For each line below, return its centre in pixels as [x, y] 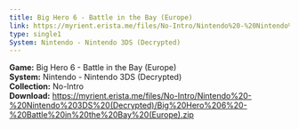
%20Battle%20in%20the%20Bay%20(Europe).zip [101, 115]
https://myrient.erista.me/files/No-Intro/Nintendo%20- [152, 96]
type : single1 [36, 34]
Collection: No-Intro [47, 86]
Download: [30, 96]
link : [19, 26]
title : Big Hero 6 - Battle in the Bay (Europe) [101, 17]
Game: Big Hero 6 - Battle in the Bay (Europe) [93, 68]
